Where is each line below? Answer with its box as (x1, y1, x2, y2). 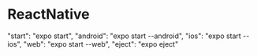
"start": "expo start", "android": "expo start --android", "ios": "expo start (7, 31, 241, 40)
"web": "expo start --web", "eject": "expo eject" (23, 39, 179, 48)
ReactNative (7, 5, 90, 23)
